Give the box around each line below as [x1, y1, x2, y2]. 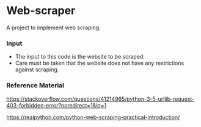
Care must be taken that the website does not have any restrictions [15, 59, 185, 67]
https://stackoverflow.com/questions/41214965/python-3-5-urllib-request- [6, 95, 195, 103]
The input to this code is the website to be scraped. [15, 53, 145, 60]
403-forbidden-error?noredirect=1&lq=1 [6, 101, 107, 109]
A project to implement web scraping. [6, 24, 101, 31]
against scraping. [15, 66, 59, 73]
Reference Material [6, 81, 65, 90]
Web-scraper [6, 4, 76, 18]
